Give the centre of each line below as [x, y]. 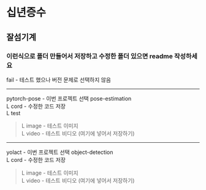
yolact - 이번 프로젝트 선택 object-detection [60, 152]
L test [13, 113]
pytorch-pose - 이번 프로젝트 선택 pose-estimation [69, 98]
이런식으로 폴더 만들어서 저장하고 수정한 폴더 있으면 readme [90, 56]
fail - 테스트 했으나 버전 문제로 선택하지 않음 [59, 80]
